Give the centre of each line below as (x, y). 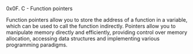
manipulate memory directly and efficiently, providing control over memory (97, 32)
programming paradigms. (37, 45)
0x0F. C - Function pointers (39, 9)
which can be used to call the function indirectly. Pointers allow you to (91, 26)
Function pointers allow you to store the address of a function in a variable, (97, 20)
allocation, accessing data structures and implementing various (83, 38)
